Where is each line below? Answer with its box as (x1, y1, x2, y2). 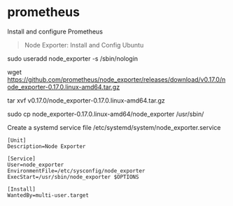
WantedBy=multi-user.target (7, 191, 90, 199)
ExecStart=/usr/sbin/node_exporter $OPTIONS (7, 173, 139, 180)
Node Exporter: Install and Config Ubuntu (24, 41, 144, 49)
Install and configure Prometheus (7, 27, 104, 36)
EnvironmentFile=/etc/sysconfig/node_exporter (7, 167, 146, 175)
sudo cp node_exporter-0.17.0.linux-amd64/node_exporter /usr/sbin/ (7, 110, 204, 118)
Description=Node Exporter (7, 142, 86, 150)
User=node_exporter (7, 161, 64, 168)
